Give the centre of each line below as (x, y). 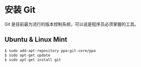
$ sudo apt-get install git (33, 60)
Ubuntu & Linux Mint (36, 40)
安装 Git (20, 10)
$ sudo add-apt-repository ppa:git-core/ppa (50, 51)
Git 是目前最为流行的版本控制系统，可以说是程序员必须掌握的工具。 (72, 24)
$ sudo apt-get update (27, 55)
